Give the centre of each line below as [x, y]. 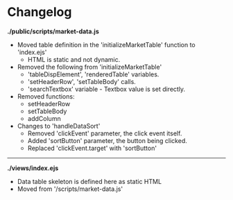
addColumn [44, 118]
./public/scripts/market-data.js [53, 31]
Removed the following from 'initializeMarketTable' [89, 67]
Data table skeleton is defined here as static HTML [89, 181]
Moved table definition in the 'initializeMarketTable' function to [106, 44]
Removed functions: [46, 96]
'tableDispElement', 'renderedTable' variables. [93, 74]
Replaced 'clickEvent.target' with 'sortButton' [92, 148]
